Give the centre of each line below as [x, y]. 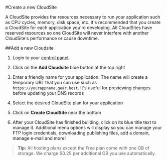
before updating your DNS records [48, 93]
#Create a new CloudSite [31, 7]
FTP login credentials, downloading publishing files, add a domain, [81, 133]
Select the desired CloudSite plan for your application [68, 103]
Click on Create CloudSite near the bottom [57, 113]
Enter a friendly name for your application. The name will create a [80, 77]
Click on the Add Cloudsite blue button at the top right [69, 67]
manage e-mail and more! [39, 138]
